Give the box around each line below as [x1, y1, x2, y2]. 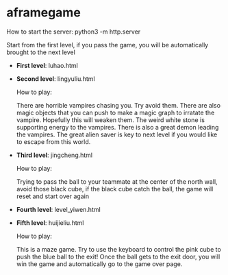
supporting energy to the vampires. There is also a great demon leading [16, 123, 219, 131]
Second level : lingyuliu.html [16, 74, 95, 83]
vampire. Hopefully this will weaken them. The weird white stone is [16, 115, 205, 124]
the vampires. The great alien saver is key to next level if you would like [16, 130, 218, 139]
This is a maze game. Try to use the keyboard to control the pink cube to [16, 245, 222, 253]
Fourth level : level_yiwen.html [16, 205, 101, 213]
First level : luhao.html [16, 61, 78, 69]
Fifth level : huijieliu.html [16, 218, 84, 227]
